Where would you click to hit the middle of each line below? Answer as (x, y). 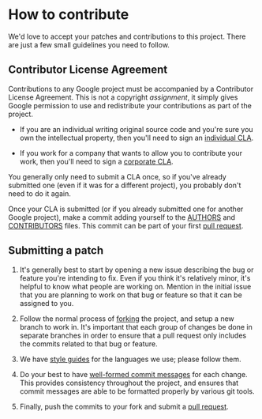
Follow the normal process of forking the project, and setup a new (127, 319)
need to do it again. (39, 193)
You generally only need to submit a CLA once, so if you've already (117, 176)
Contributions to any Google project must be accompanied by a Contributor (131, 89)
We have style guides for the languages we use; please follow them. (130, 359)
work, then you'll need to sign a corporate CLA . (96, 161)
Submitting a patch (56, 251)
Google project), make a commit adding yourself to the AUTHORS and (122, 217)
